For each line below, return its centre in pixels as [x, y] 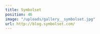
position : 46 [19, 14]
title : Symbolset [23, 10]
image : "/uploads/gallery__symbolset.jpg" [50, 19]
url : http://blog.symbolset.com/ [40, 24]
